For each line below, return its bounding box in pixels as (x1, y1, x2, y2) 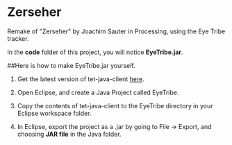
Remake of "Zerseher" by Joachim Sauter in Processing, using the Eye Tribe (7, 27, 226, 35)
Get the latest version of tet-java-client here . (17, 74, 144, 83)
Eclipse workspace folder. (17, 109, 92, 117)
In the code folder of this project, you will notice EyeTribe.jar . (7, 48, 183, 56)
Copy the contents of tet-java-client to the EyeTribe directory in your (17, 101, 213, 110)
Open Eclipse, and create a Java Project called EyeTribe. (17, 88, 179, 96)
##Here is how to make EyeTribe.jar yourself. (7, 61, 135, 69)
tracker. (7, 34, 29, 42)
